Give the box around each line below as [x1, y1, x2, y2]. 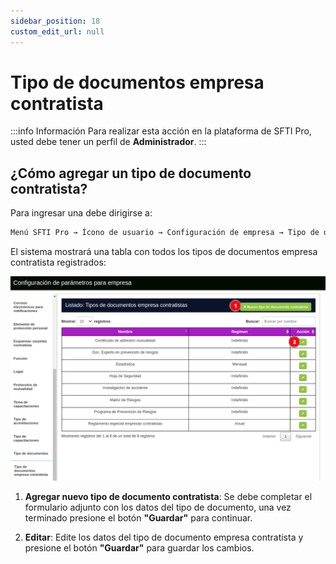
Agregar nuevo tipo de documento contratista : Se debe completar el [24, 490, 313, 502]
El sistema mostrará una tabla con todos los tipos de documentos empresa [10, 246, 318, 258]
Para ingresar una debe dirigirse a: [10, 207, 153, 219]
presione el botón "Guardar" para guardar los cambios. [24, 541, 255, 554]
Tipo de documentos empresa [10, 71, 265, 94]
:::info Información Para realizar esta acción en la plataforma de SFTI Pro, [10, 125, 312, 137]
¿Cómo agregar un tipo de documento [10, 165, 252, 182]
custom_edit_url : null [10, 26, 105, 37]
